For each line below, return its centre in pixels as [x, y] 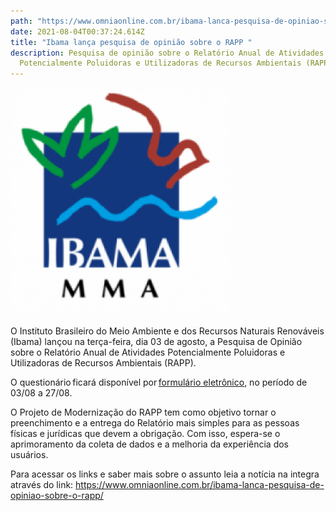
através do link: [42, 485]
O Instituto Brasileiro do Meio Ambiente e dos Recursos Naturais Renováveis [167, 331]
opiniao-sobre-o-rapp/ [57, 496]
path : [21, 21]
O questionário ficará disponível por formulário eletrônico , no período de [159, 382]
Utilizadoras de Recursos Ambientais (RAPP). [103, 363]
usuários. [29, 455]
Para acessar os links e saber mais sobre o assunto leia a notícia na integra [165, 474]
